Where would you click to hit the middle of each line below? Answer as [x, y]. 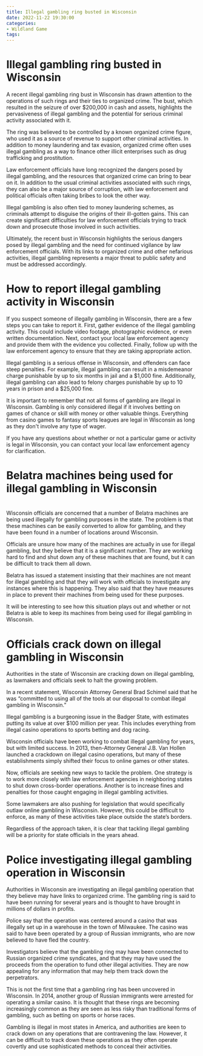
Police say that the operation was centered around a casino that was [92, 921]
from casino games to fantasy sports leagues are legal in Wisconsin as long [101, 420]
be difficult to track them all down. [49, 564]
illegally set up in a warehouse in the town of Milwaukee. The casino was [97, 927]
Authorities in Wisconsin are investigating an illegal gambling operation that [100, 889]
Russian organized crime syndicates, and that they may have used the [94, 958]
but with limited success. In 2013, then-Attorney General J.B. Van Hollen [96, 748]
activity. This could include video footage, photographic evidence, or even [99, 332]
